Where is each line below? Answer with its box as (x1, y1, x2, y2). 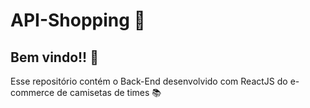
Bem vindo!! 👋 (10, 49, 99, 66)
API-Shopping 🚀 (10, 9, 146, 32)
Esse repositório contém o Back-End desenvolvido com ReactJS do (10, 75, 288, 87)
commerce (10, 87, 55, 98)
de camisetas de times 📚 (56, 87, 162, 98)
